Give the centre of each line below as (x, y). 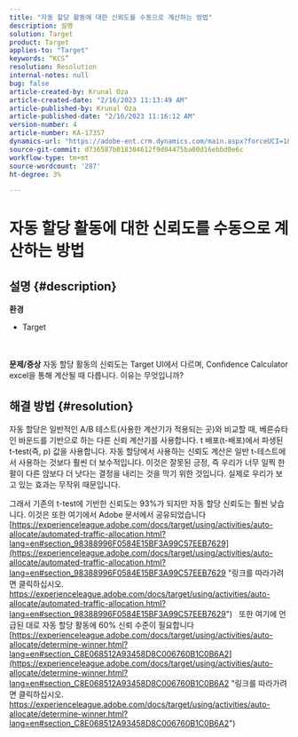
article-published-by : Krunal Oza (73, 108)
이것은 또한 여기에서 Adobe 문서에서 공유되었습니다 (117, 515)
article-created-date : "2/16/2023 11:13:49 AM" (99, 100)
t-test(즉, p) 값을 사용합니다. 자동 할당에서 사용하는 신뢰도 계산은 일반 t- (133, 452)
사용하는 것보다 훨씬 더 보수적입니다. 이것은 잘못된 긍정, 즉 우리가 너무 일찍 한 (152, 463)
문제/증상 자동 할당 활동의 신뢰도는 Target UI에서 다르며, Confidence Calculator (149, 364)
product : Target (39, 42)
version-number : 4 (43, 125)
